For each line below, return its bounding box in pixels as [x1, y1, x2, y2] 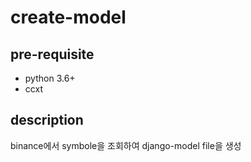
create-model [10, 6, 127, 29]
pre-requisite [10, 46, 95, 63]
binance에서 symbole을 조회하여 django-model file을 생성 [10, 139, 242, 151]
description [10, 112, 84, 129]
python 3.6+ [24, 72, 76, 84]
